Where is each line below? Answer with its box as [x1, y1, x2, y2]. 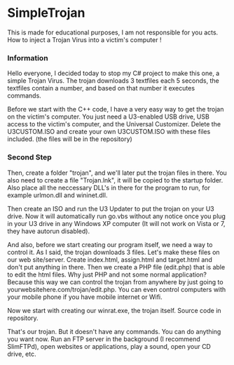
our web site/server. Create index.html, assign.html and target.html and [7, 255, 212, 264]
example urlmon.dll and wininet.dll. [7, 191, 108, 199]
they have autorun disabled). [7, 227, 90, 235]
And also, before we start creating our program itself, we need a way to [7, 240, 213, 248]
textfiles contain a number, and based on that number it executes [7, 84, 195, 93]
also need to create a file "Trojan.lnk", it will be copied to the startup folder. [7, 175, 223, 184]
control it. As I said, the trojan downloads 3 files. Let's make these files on [7, 248, 220, 256]
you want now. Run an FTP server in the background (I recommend [7, 335, 201, 343]
